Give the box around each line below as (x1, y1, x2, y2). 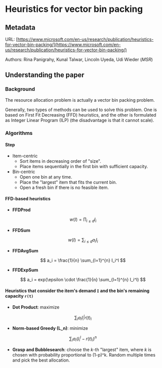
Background (5, 86, 36, 93)
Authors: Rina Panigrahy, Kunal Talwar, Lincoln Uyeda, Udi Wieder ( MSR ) (5, 57, 153, 62)
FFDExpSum (12, 267, 39, 273)
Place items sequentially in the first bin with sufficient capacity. (19, 163, 148, 169)
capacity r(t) (5, 293, 34, 299)
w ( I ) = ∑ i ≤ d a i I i (68, 237, 98, 244)
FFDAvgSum (12, 247, 39, 253)
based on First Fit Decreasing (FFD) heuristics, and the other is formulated (5, 112, 157, 118)
